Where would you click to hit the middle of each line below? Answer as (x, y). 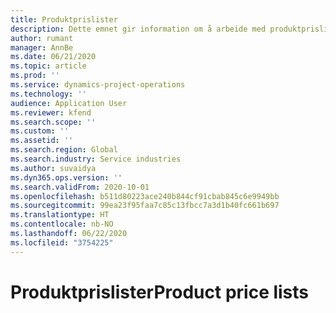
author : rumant (42, 38)
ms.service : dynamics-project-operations (98, 85)
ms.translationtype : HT (60, 215)
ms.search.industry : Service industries (96, 159)
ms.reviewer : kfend (51, 112)
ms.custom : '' (40, 131)
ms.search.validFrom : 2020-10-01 (80, 187)
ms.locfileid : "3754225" (62, 242)
